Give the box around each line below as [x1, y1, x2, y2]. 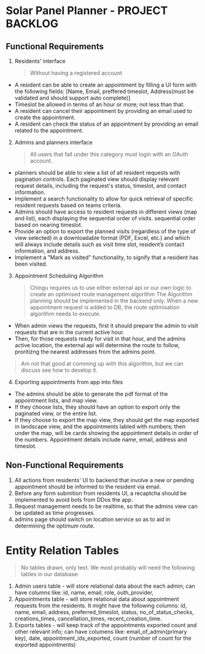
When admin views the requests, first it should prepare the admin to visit [14, 322, 198, 329]
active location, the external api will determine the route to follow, [14, 342, 180, 348]
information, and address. [14, 247, 80, 255]
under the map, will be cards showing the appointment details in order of [14, 429, 199, 436]
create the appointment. [14, 114, 76, 121]
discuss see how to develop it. [20, 366, 98, 374]
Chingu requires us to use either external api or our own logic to [29, 284, 191, 291]
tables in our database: [20, 570, 79, 577]
